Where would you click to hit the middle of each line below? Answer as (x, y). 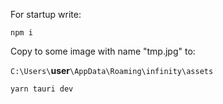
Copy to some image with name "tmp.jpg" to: (103, 51)
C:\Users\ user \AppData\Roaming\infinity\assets (112, 70)
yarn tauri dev (42, 89)
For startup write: (46, 14)
